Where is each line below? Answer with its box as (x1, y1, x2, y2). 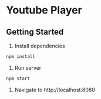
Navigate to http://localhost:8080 (14, 86, 95, 93)
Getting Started (6, 27, 64, 37)
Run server (14, 64, 42, 71)
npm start (6, 76, 31, 81)
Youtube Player (6, 4, 82, 17)
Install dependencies (14, 42, 66, 49)
